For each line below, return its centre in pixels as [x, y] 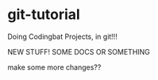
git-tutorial [44, 15]
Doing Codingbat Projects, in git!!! [63, 36]
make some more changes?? [54, 67]
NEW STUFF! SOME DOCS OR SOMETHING [79, 51]
